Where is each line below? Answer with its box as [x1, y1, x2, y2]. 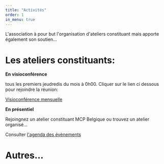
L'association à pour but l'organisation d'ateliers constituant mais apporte [5, 31, 159, 37]
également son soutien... [5, 36, 57, 42]
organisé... [5, 122, 28, 128]
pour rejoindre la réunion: [5, 86, 59, 92]
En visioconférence [5, 71, 47, 77]
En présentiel [5, 106, 34, 112]
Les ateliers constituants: [5, 54, 116, 66]
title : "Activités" [5, 7, 47, 13]
